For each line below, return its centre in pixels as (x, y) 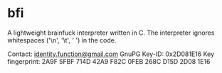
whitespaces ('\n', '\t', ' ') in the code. (62, 40)
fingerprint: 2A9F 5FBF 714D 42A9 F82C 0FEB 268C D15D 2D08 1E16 (109, 61)
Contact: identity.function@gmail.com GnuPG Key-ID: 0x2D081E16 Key (111, 54)
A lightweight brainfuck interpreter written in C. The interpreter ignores (111, 33)
